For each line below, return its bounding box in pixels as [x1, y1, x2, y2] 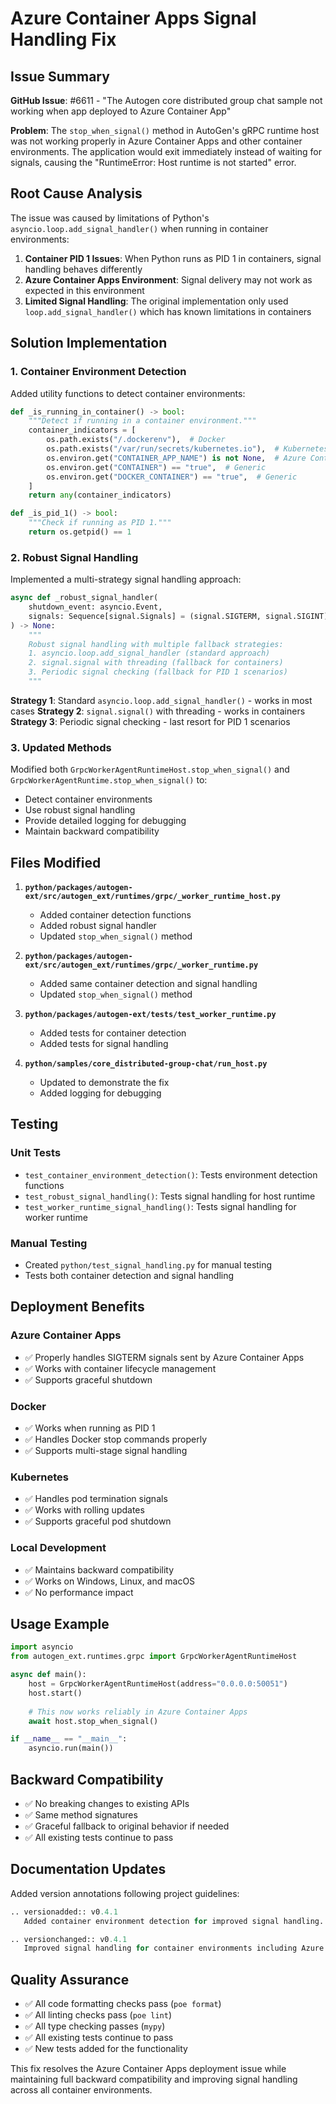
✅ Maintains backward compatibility [24, 1563, 175, 1576]
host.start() [28, 1688, 83, 1698]
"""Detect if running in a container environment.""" [28, 416, 257, 426]
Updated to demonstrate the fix [39, 1077, 170, 1089]
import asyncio [10, 1642, 74, 1652]
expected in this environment [24, 284, 145, 296]
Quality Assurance [10, 1971, 130, 1988]
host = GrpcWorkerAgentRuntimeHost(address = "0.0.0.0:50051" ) [28, 1679, 288, 1689]
